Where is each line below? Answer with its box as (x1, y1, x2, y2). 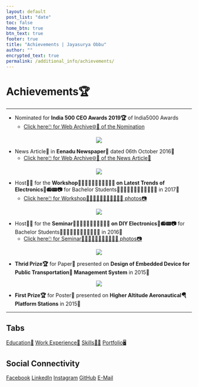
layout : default (6, 8, 46, 15)
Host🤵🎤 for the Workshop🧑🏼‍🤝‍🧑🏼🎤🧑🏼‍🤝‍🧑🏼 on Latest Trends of (14, 179, 165, 186)
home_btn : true (6, 25, 44, 31)
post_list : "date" (6, 14, 51, 20)
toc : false (6, 20, 33, 25)
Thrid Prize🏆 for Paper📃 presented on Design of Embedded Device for (14, 260, 190, 267)
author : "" (6, 47, 33, 53)
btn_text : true (6, 31, 44, 37)
